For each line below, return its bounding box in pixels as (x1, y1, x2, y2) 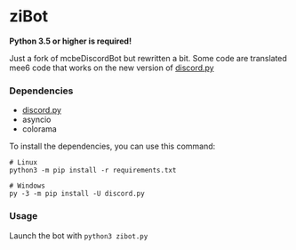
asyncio (21, 114, 52, 125)
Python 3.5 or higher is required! (9, 36, 132, 46)
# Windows (9, 181, 46, 190)
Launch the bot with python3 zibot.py (9, 230, 148, 241)
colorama (21, 124, 58, 134)
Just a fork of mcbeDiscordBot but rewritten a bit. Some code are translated (9, 52, 287, 63)
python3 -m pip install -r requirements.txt (9, 166, 177, 175)
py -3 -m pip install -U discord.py (9, 190, 145, 198)
